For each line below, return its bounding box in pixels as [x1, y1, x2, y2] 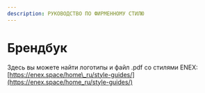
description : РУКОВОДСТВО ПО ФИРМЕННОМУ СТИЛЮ [7, 10, 145, 17]
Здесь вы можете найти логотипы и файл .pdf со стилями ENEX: [7, 63, 198, 71]
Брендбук [7, 40, 68, 56]
